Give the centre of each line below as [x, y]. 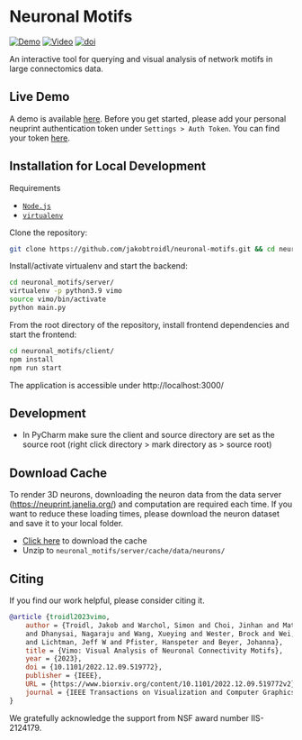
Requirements [35, 187]
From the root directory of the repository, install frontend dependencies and [149, 324]
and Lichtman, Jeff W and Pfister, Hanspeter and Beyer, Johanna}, [154, 642]
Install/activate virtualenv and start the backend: [99, 266]
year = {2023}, [54, 659]
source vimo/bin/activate [58, 299]
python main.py [38, 308]
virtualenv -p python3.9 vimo [66, 291]
